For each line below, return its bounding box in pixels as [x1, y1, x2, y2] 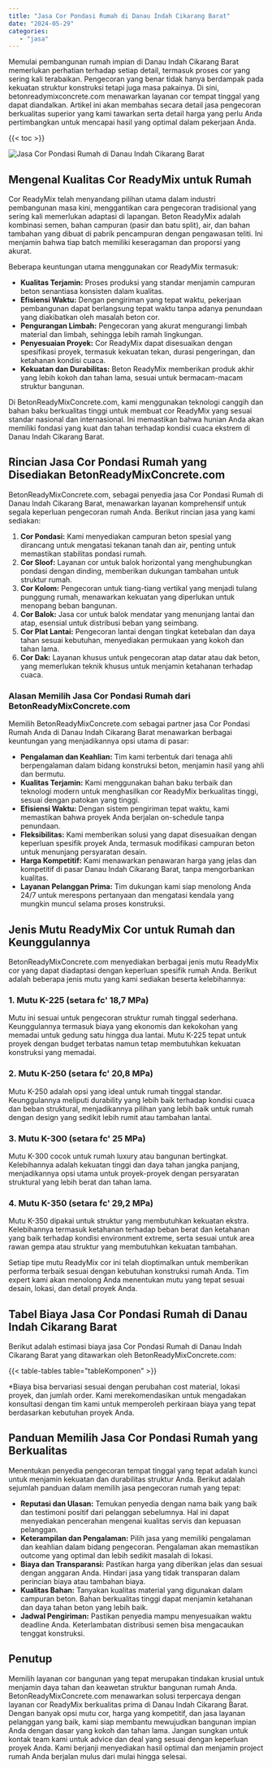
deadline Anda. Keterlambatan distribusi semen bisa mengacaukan [19, 1619, 244, 1629]
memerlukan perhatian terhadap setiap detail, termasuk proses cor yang [8, 66, 250, 76]
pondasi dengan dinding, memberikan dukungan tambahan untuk [19, 566, 240, 576]
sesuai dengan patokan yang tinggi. [19, 795, 140, 805]
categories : [8, 27, 49, 35]
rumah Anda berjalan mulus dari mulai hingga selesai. [8, 1751, 188, 1761]
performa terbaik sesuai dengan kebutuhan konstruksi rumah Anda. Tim [8, 1267, 249, 1276]
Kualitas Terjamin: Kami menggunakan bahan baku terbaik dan [19, 778, 233, 788]
